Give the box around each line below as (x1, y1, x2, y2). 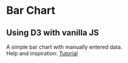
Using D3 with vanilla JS (6, 28, 100, 38)
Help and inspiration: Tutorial (6, 50, 78, 57)
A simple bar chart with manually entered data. (6, 43, 123, 50)
